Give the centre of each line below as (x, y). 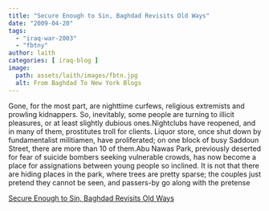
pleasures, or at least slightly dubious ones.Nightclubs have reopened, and (132, 123)
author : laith (32, 53)
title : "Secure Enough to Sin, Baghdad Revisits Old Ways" (109, 16)
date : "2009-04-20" (41, 23)
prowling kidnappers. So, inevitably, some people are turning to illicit (121, 114)
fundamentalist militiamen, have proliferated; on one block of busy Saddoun (134, 140)
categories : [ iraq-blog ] (53, 61)
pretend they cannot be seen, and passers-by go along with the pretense (129, 182)
